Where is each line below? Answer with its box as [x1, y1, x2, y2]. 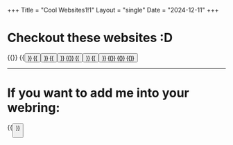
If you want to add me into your [7, 86, 189, 101]
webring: [7, 100, 60, 116]
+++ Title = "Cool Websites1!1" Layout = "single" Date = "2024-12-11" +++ [7, 6, 219, 14]
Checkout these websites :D [7, 30, 173, 46]
